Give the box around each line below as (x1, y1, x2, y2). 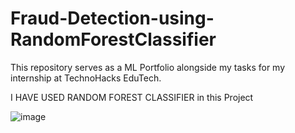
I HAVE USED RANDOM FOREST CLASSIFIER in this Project (10, 91, 254, 103)
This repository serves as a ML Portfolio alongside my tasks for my (10, 61, 286, 73)
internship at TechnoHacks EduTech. (10, 72, 162, 84)
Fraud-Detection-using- (10, 7, 215, 30)
